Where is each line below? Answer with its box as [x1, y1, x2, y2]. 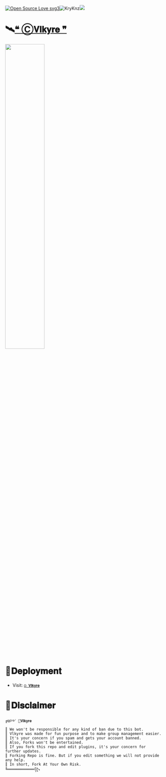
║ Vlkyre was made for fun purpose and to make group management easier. [5, 731, 162, 736]
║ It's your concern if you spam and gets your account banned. [5, 735, 142, 740]
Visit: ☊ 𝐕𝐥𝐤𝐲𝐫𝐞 [12, 682, 40, 688]
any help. [5, 757, 26, 762]
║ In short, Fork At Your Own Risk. [5, 761, 81, 767]
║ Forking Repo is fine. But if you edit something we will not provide [5, 753, 160, 758]
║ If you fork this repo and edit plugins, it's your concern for [5, 744, 146, 749]
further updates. [5, 748, 41, 753]
